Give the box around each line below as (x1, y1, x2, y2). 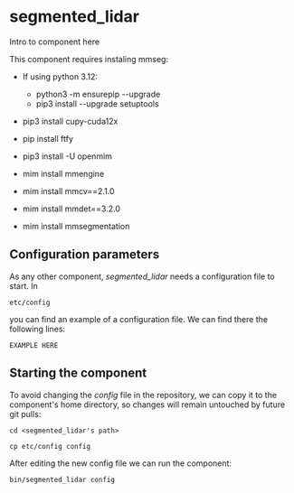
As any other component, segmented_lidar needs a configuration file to (9, 271, 276, 282)
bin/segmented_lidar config (9, 475, 116, 484)
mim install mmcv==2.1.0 (22, 185, 115, 196)
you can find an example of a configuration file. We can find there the (9, 313, 269, 324)
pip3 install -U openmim (22, 151, 113, 162)
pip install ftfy (22, 133, 74, 144)
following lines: (9, 323, 66, 334)
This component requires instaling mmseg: (9, 53, 169, 64)
